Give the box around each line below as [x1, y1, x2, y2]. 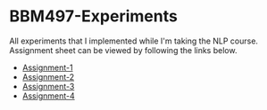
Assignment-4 [21, 90, 75, 101]
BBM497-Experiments [9, 6, 179, 27]
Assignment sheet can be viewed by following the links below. [9, 44, 238, 55]
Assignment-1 [21, 62, 73, 73]
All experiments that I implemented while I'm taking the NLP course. [9, 35, 259, 46]
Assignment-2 [21, 71, 74, 82]
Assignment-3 [21, 81, 75, 91]
